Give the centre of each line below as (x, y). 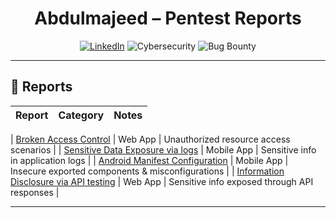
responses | (35, 192)
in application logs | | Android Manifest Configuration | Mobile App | (149, 160)
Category (81, 115)
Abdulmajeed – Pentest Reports (168, 18)
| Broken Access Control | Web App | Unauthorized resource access (150, 139)
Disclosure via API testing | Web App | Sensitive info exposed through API (162, 181)
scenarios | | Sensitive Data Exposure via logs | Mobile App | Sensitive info (163, 149)
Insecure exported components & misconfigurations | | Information (147, 171)
